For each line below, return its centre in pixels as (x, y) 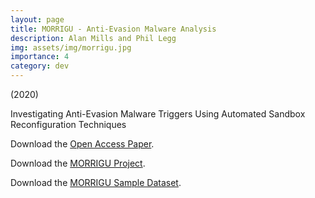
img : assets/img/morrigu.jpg (71, 47)
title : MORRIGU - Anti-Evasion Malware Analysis (113, 29)
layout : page (37, 19)
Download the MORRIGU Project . (78, 163)
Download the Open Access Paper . (82, 144)
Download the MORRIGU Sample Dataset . (96, 182)
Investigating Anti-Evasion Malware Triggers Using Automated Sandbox (158, 114)
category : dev (40, 66)
